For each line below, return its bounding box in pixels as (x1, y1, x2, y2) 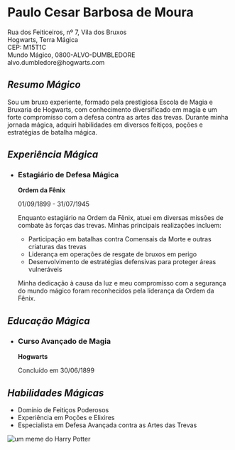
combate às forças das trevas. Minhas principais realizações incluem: (17, 221, 222, 230)
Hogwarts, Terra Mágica (7, 35, 79, 43)
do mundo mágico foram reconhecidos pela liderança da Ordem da (17, 286, 214, 295)
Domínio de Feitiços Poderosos (17, 405, 109, 414)
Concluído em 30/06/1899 (17, 366, 94, 375)
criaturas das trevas (28, 243, 87, 251)
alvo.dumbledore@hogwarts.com (7, 58, 105, 66)
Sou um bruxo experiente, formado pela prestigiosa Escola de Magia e (7, 98, 213, 106)
